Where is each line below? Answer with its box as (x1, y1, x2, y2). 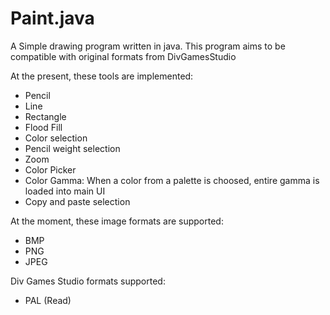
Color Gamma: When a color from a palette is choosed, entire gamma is (24, 174, 320, 186)
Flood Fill (24, 121, 63, 133)
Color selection (24, 132, 88, 144)
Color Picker (24, 163, 77, 176)
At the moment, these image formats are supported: (10, 215, 224, 227)
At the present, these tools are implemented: (10, 70, 194, 82)
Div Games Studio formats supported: (10, 275, 166, 287)
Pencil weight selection (24, 142, 121, 154)
